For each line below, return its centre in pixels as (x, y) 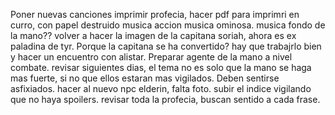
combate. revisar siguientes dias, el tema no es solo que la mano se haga (161, 67)
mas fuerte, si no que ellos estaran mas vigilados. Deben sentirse (145, 78)
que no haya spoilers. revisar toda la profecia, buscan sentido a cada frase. (165, 99)
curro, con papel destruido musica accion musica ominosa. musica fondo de (168, 25)
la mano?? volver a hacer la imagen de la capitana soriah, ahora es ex (153, 35)
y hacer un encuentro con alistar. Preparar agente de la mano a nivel (151, 57)
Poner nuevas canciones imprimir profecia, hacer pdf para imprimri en (155, 14)
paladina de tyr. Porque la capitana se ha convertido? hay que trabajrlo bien (166, 46)
